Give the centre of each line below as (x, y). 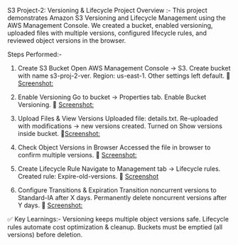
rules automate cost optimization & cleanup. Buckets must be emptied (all (115, 227)
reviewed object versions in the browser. (67, 41)
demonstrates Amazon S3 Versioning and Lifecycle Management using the (117, 18)
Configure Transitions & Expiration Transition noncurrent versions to (117, 190)
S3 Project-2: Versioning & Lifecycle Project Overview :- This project (107, 10)
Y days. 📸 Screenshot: (50, 205)
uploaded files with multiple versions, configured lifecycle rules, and (107, 33)
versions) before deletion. (45, 235)
